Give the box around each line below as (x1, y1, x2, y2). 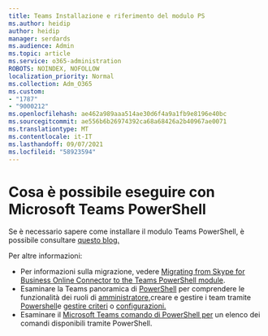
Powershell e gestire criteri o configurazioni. (19, 301, 166, 311)
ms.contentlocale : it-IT (8, 132, 93, 140)
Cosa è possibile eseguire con (8, 183, 215, 201)
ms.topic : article (8, 50, 71, 58)
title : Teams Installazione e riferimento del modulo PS (8, 11, 205, 20)
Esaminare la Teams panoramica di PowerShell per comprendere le (19, 284, 245, 294)
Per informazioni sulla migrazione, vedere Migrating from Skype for (19, 267, 245, 277)
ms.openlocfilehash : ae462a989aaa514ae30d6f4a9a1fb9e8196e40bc (8, 110, 227, 118)
